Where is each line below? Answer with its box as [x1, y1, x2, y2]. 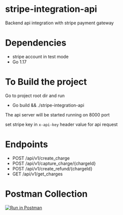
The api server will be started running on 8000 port [5, 111, 110, 117]
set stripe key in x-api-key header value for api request [5, 121, 118, 127]
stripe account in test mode [12, 54, 69, 59]
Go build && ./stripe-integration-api [12, 102, 84, 108]
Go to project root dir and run [5, 93, 65, 99]
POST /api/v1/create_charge [12, 155, 70, 161]
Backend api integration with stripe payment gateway [5, 20, 114, 26]
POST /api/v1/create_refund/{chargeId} [12, 165, 93, 171]
